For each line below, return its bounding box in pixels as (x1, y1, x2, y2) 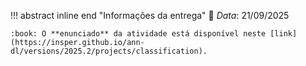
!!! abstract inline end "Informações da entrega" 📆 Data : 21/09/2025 (10, 10, 290, 21)
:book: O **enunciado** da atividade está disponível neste (10, 29, 267, 39)
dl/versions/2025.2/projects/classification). (10, 46, 208, 56)
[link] (269, 29, 298, 39)
